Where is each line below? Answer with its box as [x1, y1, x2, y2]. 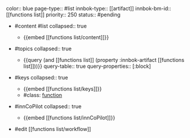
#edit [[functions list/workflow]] [14, 126, 92, 132]
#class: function [23, 92, 63, 98]
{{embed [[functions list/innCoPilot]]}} [23, 114, 116, 121]
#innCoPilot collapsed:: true [14, 103, 82, 110]
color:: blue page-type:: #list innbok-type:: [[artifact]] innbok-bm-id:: [6, 5, 171, 12]
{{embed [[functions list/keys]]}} [23, 85, 102, 92]
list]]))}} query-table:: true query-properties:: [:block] [23, 63, 151, 70]
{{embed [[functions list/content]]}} [23, 34, 109, 40]
